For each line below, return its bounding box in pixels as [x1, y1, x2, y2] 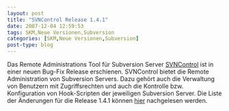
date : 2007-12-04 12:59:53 [7, 22, 84, 29]
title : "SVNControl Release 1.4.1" [7, 16, 109, 23]
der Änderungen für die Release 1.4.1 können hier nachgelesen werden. [7, 97, 208, 104]
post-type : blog [7, 42, 53, 48]
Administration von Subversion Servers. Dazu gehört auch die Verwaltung [7, 75, 215, 82]
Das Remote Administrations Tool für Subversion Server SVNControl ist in [7, 61, 214, 68]
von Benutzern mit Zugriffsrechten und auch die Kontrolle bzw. [7, 82, 184, 90]
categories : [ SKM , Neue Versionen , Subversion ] [7, 35, 139, 42]
